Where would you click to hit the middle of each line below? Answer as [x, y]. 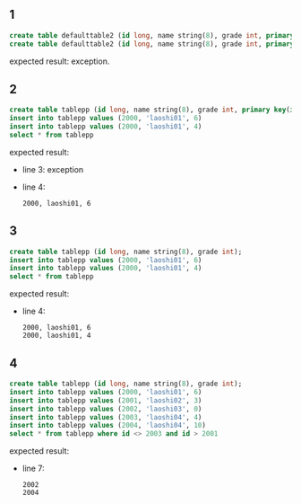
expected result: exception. [60, 61]
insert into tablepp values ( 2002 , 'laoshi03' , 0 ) [106, 409]
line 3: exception [53, 169]
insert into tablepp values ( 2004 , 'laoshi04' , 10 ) [107, 426]
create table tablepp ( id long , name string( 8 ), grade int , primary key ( [150, 110]
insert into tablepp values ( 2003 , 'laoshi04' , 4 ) [106, 417]
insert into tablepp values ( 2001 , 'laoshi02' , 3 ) [106, 400]
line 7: [33, 469]
